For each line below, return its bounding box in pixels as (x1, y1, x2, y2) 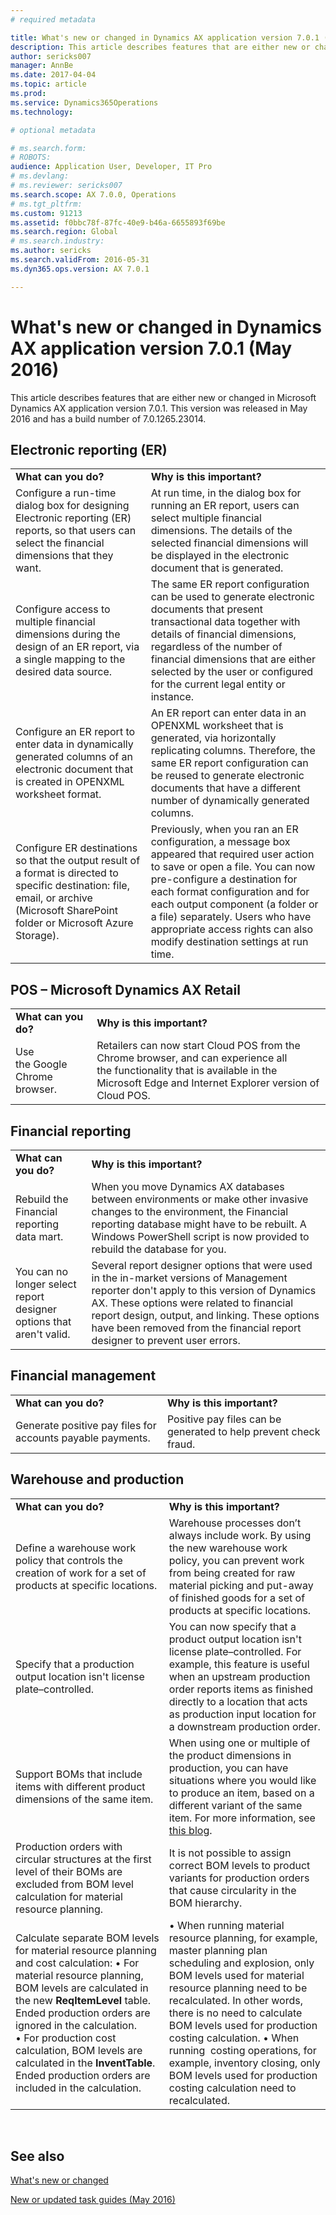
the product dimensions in (168, 1748, 292, 1762)
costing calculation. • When (168, 2031, 300, 2045)
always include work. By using (168, 1528, 312, 1542)
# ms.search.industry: (10, 236, 105, 246)
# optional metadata (10, 125, 97, 135)
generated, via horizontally (150, 731, 277, 745)
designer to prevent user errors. (91, 1334, 241, 1347)
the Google (15, 1057, 68, 1071)
